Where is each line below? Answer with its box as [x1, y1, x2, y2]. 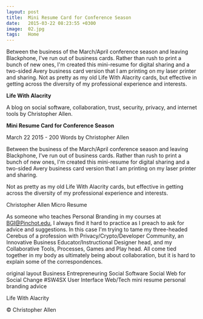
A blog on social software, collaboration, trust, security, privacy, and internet [6, 104, 198, 111]
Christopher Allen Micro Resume [6, 201, 88, 209]
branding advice [6, 283, 47, 290]
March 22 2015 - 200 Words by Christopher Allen [6, 134, 129, 141]
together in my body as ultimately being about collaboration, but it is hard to [6, 252, 196, 259]
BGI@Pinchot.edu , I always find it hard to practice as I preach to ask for [6, 220, 185, 227]
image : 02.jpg [6, 25, 45, 32]
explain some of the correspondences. [6, 258, 103, 266]
